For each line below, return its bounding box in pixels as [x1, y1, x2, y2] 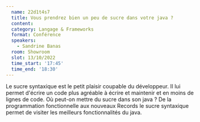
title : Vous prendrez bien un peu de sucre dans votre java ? [11, 15, 174, 21]
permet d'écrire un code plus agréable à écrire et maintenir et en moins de [6, 90, 194, 97]
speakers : [11, 37, 36, 44]
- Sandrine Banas [17, 44, 61, 50]
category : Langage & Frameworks [11, 26, 94, 32]
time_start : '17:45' [11, 60, 64, 66]
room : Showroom [11, 49, 50, 55]
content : [11, 20, 34, 26]
